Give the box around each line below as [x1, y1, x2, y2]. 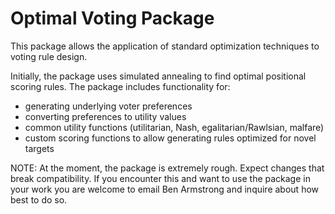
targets [24, 142, 55, 154]
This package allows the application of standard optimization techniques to [10, 40, 320, 52]
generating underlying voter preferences [24, 100, 193, 112]
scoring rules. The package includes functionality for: [10, 80, 231, 92]
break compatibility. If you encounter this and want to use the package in [10, 172, 311, 184]
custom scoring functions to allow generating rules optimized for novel [24, 132, 317, 144]
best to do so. [10, 193, 68, 206]
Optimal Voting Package [10, 7, 215, 30]
